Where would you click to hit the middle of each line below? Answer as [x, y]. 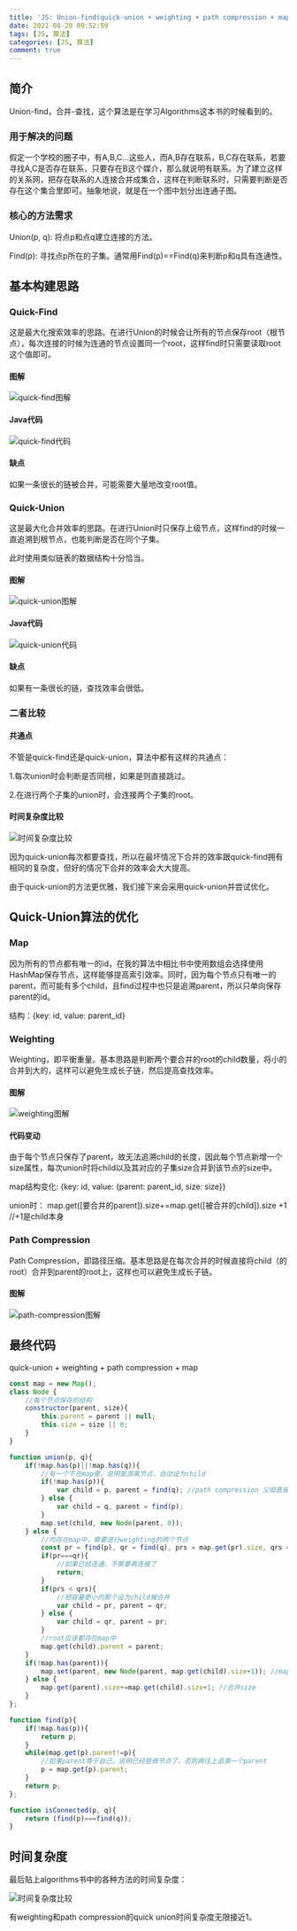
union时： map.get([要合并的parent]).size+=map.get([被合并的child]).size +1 [148, 1206]
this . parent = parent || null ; [99, 1417]
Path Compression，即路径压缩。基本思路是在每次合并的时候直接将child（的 [148, 1260]
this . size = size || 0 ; [84, 1425]
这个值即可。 [32, 354]
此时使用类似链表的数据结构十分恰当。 [79, 558]
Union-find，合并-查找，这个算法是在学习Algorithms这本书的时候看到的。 [143, 111]
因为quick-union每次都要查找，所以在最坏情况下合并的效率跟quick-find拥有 [146, 857]
